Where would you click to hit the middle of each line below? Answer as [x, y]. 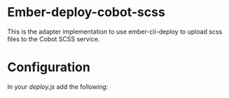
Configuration [49, 68]
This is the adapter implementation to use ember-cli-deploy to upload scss [115, 31]
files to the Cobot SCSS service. [54, 38]
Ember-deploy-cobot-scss [86, 12]
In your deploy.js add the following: [58, 86]
